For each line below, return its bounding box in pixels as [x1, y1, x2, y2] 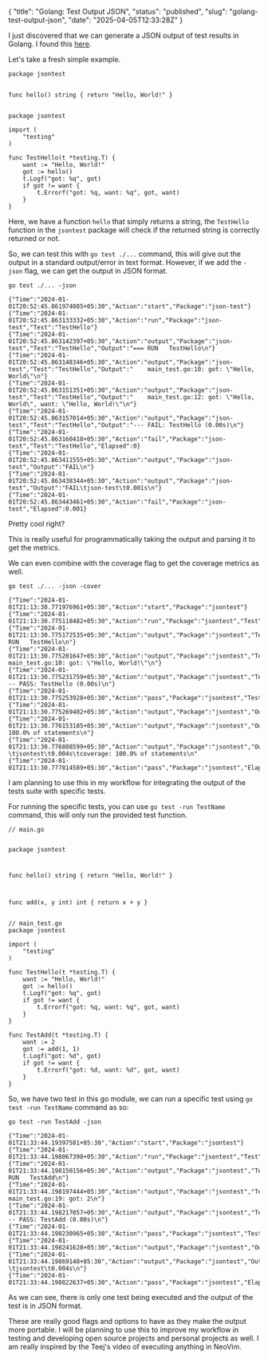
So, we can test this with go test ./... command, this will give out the [8, 249, 242, 259]
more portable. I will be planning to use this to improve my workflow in [8, 1325, 239, 1334]
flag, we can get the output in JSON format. [24, 267, 168, 275]
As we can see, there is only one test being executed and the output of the [8, 1292, 254, 1302]
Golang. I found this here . [8, 39, 92, 49]
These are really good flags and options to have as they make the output [8, 1316, 247, 1325]
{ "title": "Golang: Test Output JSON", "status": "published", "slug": [8, 7, 228, 16]
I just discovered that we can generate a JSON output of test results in [8, 31, 239, 40]
